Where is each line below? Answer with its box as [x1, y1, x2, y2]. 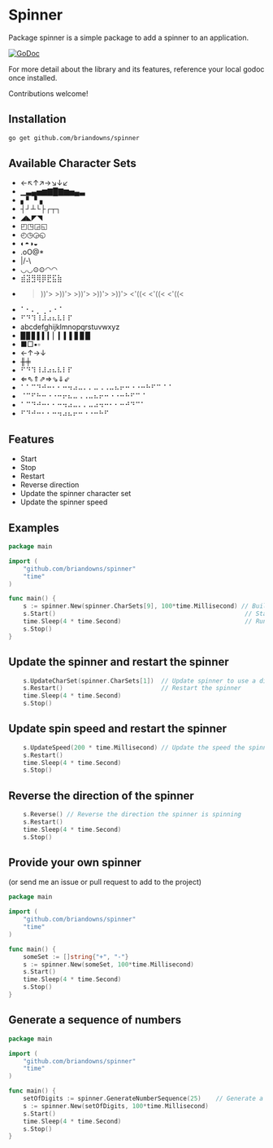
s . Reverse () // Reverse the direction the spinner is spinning [23, 811, 242, 819]
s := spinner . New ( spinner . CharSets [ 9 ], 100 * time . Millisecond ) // [23, 602, 249, 610]
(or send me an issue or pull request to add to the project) [8, 877, 201, 887]
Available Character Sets [8, 156, 136, 170]
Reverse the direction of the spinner [8, 789, 195, 803]
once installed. [8, 73, 58, 82]
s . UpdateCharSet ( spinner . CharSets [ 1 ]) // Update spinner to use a [23, 676, 256, 685]
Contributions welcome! [8, 88, 89, 99]
